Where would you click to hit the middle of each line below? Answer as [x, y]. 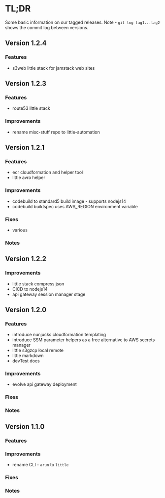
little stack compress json [38, 284]
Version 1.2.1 [25, 147]
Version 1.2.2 [26, 259]
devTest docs [26, 361]
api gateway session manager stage [49, 294]
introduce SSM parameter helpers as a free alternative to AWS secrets [83, 340]
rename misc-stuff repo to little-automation [56, 132]
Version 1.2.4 [26, 43]
